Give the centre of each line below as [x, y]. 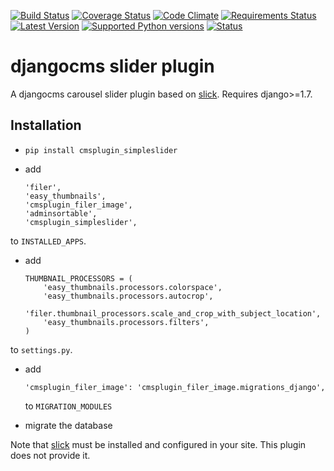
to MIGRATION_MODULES [68, 406]
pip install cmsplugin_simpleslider [101, 150]
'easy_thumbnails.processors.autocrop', [128, 296]
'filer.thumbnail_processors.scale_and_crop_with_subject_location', [173, 313]
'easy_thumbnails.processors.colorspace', [133, 287]
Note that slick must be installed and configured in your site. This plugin [158, 444]
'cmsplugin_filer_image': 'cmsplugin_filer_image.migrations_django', [175, 387]
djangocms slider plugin [112, 66]
